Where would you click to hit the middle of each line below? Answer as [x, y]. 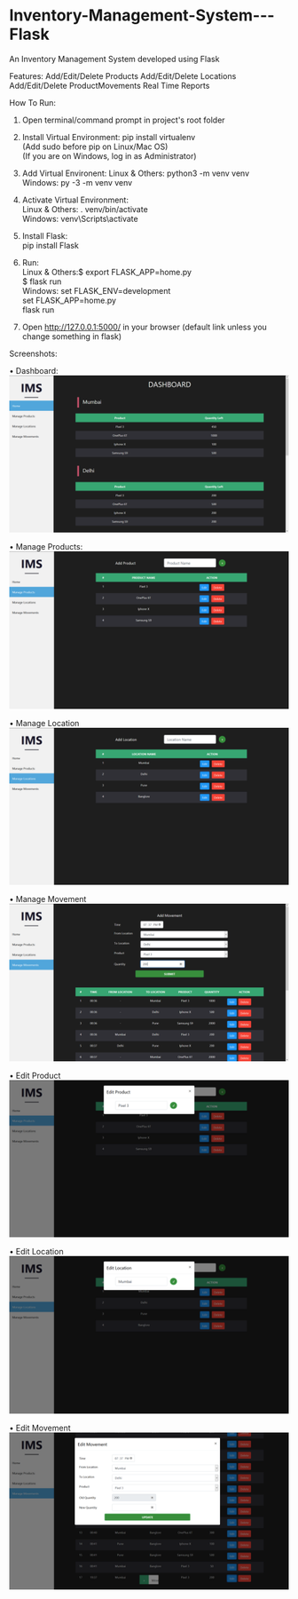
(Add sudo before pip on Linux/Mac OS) [95, 146]
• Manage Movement [48, 899]
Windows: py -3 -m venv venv [77, 182]
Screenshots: [33, 353]
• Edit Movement [40, 1428]
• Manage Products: [46, 547]
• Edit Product [35, 1075]
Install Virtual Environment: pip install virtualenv [109, 137]
